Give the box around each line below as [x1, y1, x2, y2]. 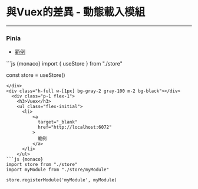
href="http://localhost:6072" [37, 125, 112, 131]
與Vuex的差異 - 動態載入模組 [6, 5, 146, 19]
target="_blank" [37, 119, 78, 125]
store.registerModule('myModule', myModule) [6, 177, 117, 183]
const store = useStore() [6, 71, 66, 79]
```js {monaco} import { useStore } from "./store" [6, 60, 123, 67]
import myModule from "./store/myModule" [6, 167, 110, 173]
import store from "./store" [6, 162, 78, 168]
